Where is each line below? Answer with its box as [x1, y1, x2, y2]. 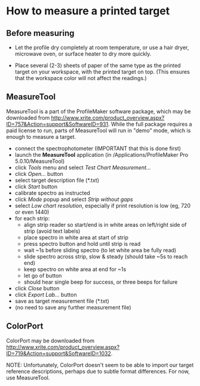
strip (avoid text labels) [23, 227, 81, 235]
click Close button [14, 284, 60, 291]
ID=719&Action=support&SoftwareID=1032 [6, 349, 112, 357]
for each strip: [14, 214, 50, 222]
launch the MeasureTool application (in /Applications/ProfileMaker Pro [14, 151, 189, 158]
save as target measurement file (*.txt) [14, 297, 109, 305]
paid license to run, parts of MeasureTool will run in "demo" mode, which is [6, 127, 191, 134]
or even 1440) [14, 208, 50, 215]
